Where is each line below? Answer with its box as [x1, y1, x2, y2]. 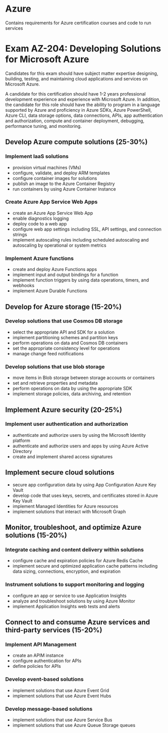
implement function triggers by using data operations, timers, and [12, 277, 149, 283]
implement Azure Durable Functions [12, 288, 87, 294]
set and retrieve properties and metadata [12, 380, 98, 386]
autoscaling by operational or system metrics [12, 242, 107, 248]
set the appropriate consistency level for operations [12, 345, 120, 351]
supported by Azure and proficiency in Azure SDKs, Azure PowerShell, [5, 107, 152, 113]
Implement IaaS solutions [5, 153, 69, 160]
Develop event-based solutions [5, 676, 84, 683]
